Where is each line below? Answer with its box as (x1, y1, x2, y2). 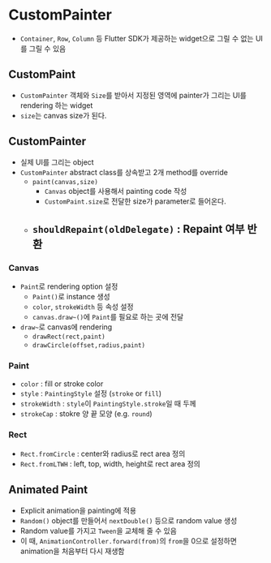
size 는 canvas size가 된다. (19, 110, 107, 120)
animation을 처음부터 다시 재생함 (19, 546, 125, 556)
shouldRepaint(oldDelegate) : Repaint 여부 (32, 221, 245, 236)
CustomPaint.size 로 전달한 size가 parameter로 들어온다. (44, 196, 226, 206)
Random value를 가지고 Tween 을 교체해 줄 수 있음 (19, 526, 177, 535)
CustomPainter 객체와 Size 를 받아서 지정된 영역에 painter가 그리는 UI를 (19, 90, 247, 100)
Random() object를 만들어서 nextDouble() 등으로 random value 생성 (19, 515, 238, 525)
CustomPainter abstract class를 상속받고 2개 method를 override (19, 167, 229, 177)
